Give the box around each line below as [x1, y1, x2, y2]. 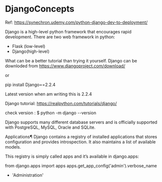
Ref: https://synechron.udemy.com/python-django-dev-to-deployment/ [5, 19, 148, 25]
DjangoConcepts [5, 3, 75, 15]
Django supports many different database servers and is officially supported [5, 119, 158, 125]
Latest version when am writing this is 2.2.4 [5, 91, 92, 97]
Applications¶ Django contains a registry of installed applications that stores [5, 134, 158, 139]
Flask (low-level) [12, 43, 46, 49]
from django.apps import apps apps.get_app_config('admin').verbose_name [5, 163, 157, 168]
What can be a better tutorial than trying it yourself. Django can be [5, 58, 137, 63]
